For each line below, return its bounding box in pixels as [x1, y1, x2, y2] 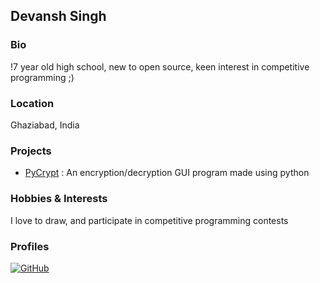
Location [10, 96, 55, 110]
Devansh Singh [10, 8, 107, 25]
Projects [10, 144, 52, 158]
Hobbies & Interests [10, 192, 108, 206]
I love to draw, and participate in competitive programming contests [10, 214, 289, 226]
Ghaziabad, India [10, 119, 80, 131]
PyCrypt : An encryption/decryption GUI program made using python [24, 167, 310, 179]
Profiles [10, 239, 50, 253]
